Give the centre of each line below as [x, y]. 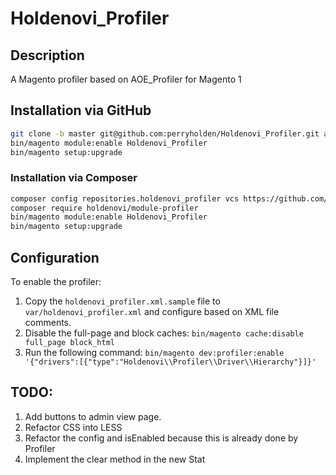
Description [47, 55]
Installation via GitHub [81, 110]
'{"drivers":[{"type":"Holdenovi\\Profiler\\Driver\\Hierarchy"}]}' [170, 362]
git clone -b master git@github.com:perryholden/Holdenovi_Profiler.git [165, 133]
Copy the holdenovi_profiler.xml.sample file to [122, 301]
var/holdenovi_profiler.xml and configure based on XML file [152, 312]
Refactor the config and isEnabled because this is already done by [161, 438]
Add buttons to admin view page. [93, 416]
